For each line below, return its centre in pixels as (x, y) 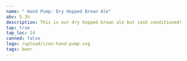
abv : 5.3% (18, 17)
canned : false (23, 38)
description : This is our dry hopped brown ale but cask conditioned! (94, 22)
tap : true (18, 28)
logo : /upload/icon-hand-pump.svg (48, 44)
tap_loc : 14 (21, 33)
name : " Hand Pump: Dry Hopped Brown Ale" (59, 11)
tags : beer (19, 49)
